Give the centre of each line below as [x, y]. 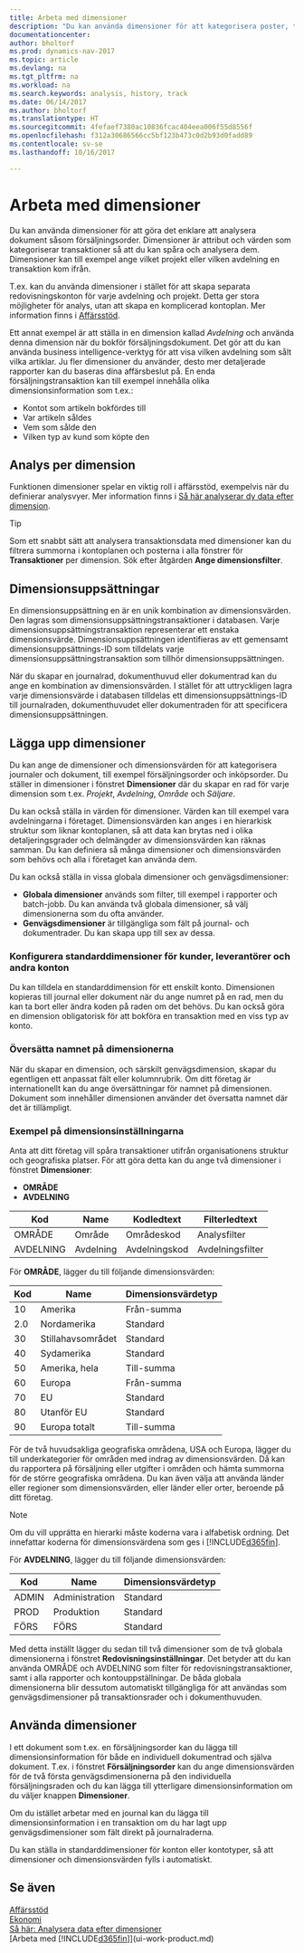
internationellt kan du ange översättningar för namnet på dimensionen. [141, 1088]
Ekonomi [26, 1919]
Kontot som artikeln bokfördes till [84, 407]
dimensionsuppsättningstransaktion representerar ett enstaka [124, 630]
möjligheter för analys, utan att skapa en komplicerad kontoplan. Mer [138, 305]
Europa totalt [67, 1426]
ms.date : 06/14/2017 [48, 102]
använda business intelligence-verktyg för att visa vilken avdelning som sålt [151, 352]
